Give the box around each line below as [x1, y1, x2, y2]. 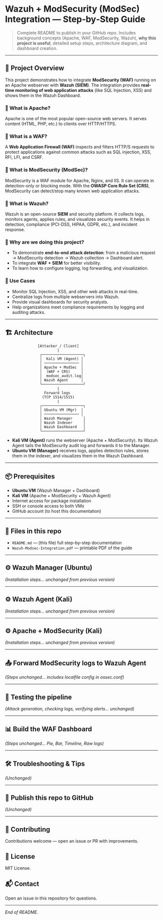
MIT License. [5, 865, 31, 871]
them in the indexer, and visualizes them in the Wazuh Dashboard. [12, 453, 144, 459]
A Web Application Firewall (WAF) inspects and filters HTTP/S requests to [5, 144, 154, 150]
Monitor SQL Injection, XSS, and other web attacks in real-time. [12, 289, 139, 294]
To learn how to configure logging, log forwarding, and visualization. [12, 265, 149, 271]
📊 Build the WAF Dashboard [5, 725, 92, 733]
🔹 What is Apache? [5, 105, 51, 111]
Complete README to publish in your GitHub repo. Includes [16, 30, 136, 36]
